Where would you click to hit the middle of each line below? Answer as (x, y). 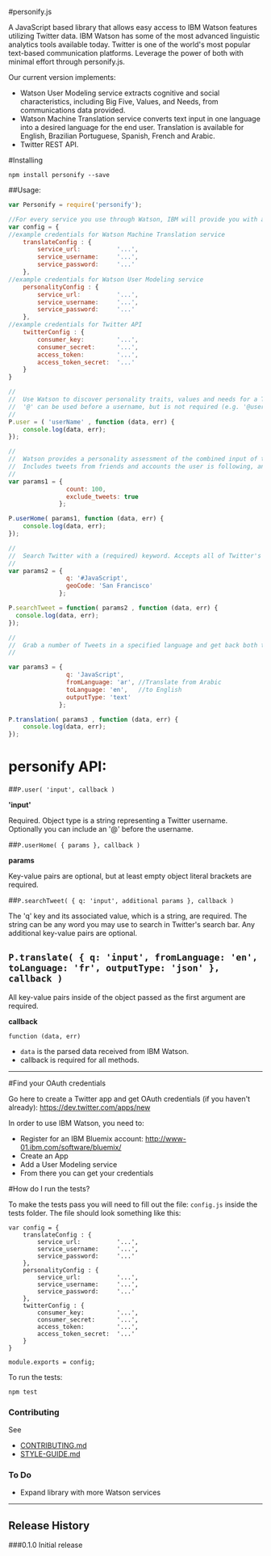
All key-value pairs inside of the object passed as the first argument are (127, 997)
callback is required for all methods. (79, 1060)
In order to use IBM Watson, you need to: (76, 1123)
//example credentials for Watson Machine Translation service (117, 234)
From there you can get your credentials (87, 1173)
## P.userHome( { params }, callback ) (75, 845)
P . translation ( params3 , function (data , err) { (94, 719)
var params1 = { (35, 481)
